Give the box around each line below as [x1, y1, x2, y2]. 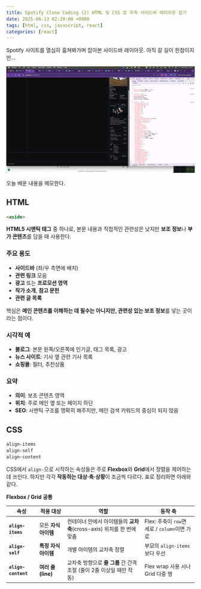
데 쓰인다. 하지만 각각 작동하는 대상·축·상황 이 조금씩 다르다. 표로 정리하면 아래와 [6, 473, 191, 480]
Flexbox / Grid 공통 [6, 493, 53, 500]
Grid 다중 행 [144, 570, 173, 578]
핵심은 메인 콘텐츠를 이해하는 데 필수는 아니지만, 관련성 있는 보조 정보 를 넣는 [6, 306, 181, 314]
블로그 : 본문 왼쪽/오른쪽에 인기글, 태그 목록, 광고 [14, 345, 127, 353]
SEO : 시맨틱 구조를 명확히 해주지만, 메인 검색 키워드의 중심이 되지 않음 [14, 407, 179, 414]
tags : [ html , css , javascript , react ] [6, 22, 103, 28]
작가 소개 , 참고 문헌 [14, 287, 60, 294]
